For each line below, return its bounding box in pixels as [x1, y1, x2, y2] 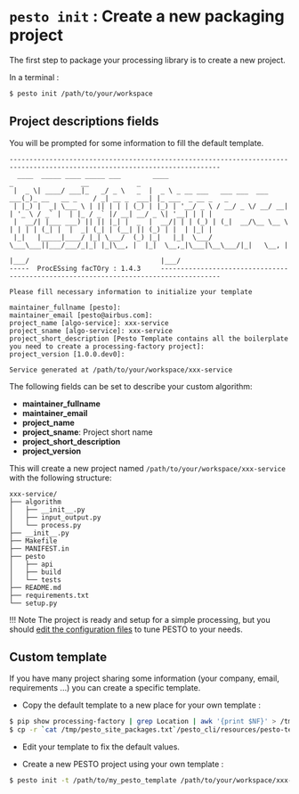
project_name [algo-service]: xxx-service [9, 318, 169, 327]
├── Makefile [9, 536, 58, 545]
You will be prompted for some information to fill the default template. [9, 137, 264, 148]
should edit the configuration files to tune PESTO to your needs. [9, 624, 243, 634]
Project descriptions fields [9, 114, 159, 129]
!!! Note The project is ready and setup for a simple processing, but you [9, 614, 271, 625]
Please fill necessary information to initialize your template [9, 287, 253, 296]
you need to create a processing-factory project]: [9, 341, 205, 351]
